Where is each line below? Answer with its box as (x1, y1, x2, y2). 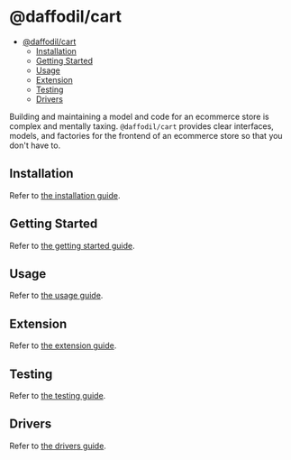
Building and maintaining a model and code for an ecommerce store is (9, 111, 269, 122)
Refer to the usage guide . (9, 290, 104, 301)
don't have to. (9, 140, 61, 151)
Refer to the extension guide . (9, 340, 117, 351)
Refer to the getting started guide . (9, 240, 135, 251)
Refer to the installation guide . (9, 189, 121, 200)
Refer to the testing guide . (9, 391, 106, 400)
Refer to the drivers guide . (9, 440, 106, 451)
